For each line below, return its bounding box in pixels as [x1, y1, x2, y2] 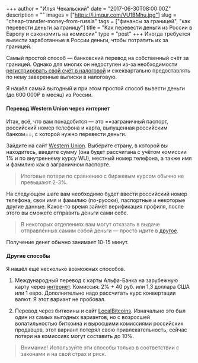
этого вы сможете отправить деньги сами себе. [6, 209, 129, 216]
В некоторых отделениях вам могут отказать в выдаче [20, 221, 160, 228]
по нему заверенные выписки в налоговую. [6, 74, 117, 80]
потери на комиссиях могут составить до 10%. [14, 333, 135, 340]
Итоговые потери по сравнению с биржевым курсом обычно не [20, 172, 184, 180]
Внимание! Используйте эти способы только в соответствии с [20, 344, 180, 351]
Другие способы [6, 252, 50, 259]
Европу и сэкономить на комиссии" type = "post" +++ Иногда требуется [6, 30, 191, 37]
